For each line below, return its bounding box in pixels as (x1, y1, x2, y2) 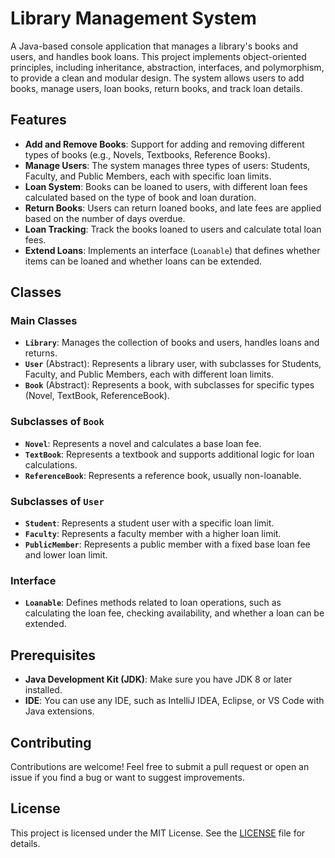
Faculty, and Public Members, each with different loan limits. (24, 368, 274, 381)
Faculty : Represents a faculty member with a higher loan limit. (24, 528, 282, 540)
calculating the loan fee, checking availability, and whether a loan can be (24, 607, 325, 619)
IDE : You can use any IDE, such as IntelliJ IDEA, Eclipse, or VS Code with (24, 695, 325, 707)
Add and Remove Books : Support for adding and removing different (24, 138, 305, 150)
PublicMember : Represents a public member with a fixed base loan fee (24, 538, 311, 551)
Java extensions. (24, 705, 95, 717)
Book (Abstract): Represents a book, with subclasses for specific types (24, 379, 315, 391)
